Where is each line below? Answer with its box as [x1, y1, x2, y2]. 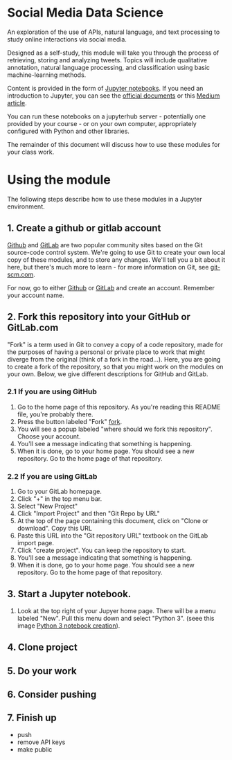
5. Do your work [7, 665, 78, 677]
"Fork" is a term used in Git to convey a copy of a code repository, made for [7, 340, 224, 348]
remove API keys [17, 738, 66, 746]
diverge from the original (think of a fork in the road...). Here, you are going [7, 355, 221, 363]
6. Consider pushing [7, 689, 97, 700]
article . [7, 98, 27, 107]
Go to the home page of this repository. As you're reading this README [17, 403, 221, 411]
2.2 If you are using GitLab [7, 471, 98, 481]
